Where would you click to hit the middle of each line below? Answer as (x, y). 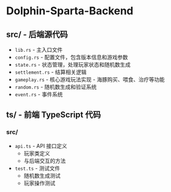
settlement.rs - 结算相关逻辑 (51, 72)
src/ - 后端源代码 (37, 34)
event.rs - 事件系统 (39, 94)
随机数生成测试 (42, 175)
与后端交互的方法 (45, 160)
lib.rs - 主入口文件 (39, 50)
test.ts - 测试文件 (38, 168)
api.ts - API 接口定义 (41, 146)
